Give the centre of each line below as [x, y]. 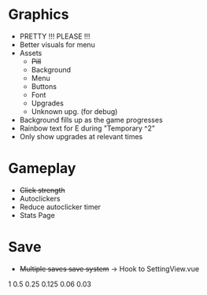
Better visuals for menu [57, 44]
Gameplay [42, 169]
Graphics [39, 15]
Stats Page [37, 215]
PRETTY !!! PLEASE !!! [55, 36]
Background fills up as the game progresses [91, 120]
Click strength [42, 190]
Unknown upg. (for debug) [74, 111]
